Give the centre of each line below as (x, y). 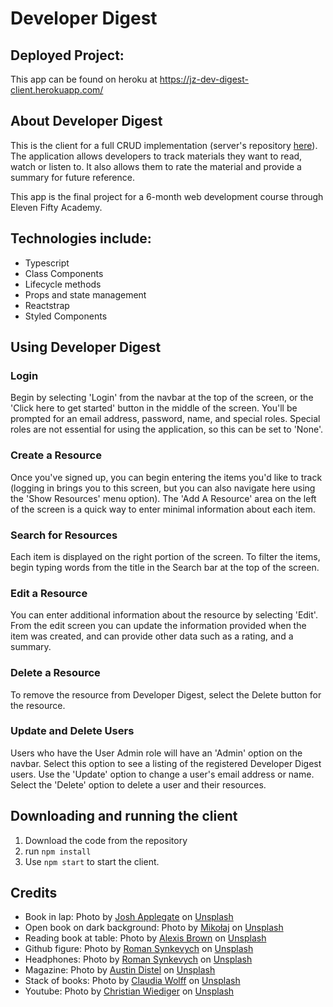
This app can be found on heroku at (84, 79)
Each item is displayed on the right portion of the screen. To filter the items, (165, 556)
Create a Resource (56, 455)
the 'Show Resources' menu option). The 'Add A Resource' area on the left (163, 498)
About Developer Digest (86, 121)
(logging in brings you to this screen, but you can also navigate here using (163, 488)
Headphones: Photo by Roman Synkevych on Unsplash (138, 959)
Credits (34, 893)
